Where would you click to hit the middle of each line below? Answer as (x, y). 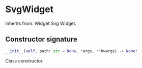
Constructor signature (41, 39)
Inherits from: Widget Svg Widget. (41, 23)
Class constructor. (24, 61)
